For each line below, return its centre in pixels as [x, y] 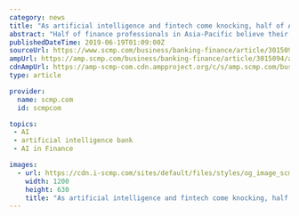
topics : [24, 124]
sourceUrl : [29, 51]
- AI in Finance [43, 149]
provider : [28, 91]
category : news [37, 17]
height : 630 [47, 189]
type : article [36, 76]
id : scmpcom [40, 108]
